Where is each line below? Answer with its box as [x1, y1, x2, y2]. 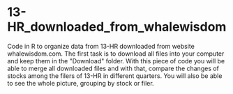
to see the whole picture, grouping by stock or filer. [7, 79, 155, 87]
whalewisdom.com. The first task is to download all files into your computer [7, 49, 225, 58]
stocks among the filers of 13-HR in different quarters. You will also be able [7, 71, 223, 80]
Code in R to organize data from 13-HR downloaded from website [7, 42, 195, 50]
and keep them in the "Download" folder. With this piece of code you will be [7, 56, 225, 65]
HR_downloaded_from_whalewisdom [7, 19, 227, 35]
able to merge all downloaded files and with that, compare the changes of [7, 64, 220, 72]
